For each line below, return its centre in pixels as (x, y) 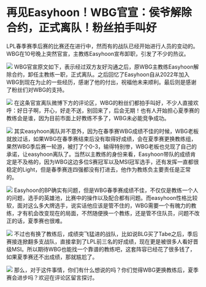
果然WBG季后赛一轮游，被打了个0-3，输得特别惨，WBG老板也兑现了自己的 (102, 146)
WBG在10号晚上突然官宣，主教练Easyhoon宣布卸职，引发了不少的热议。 (98, 53)
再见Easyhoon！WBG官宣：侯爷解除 (99, 13)
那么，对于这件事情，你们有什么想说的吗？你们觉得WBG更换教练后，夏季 (106, 270)
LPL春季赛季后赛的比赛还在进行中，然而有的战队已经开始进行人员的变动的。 (102, 46)
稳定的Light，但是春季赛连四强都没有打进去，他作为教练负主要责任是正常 (99, 169)
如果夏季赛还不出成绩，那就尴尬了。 (52, 257)
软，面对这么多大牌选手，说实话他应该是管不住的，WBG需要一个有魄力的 (99, 205)
